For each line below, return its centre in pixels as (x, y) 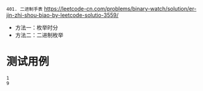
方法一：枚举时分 (36, 27)
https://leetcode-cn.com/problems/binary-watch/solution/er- (120, 9)
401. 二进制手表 (25, 9)
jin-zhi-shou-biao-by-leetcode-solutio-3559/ (63, 15)
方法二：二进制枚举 (39, 35)
